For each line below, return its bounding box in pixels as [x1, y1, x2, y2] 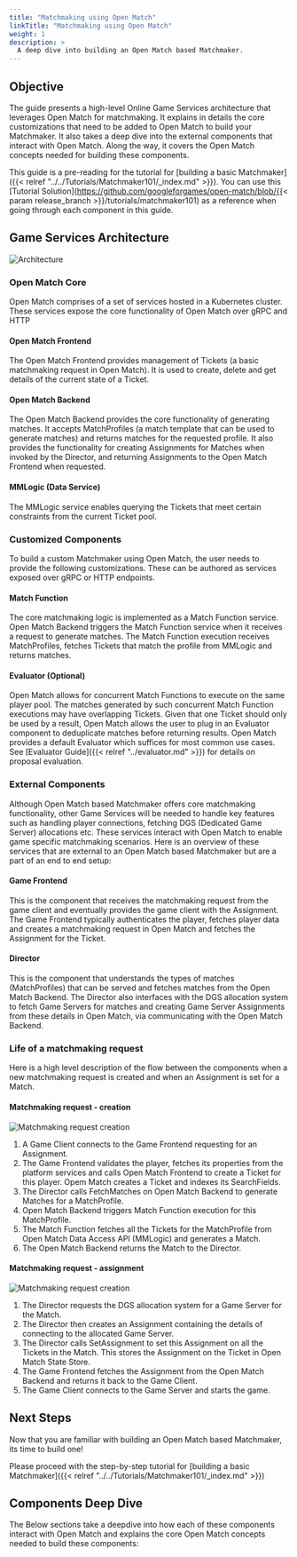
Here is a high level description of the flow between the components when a [9, 1062, 288, 1073]
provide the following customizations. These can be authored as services [9, 562, 277, 573]
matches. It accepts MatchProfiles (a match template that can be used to [9, 424, 275, 434]
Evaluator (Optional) [9, 670, 86, 680]
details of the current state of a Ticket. [9, 374, 149, 385]
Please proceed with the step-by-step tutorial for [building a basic [9, 1460, 250, 1471]
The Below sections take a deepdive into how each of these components [9, 1520, 275, 1530]
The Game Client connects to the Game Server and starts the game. [21, 1385, 270, 1395]
